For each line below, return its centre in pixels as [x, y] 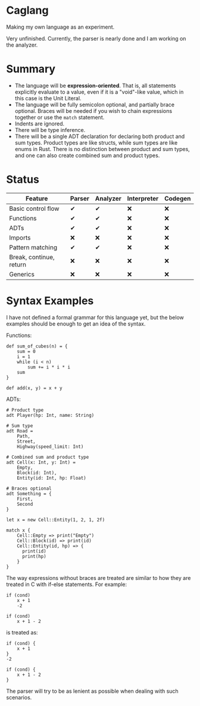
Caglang [27, 10]
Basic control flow [34, 208]
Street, [26, 441]
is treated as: [22, 632]
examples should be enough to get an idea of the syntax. [76, 324]
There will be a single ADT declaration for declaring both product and [100, 136]
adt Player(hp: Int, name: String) [50, 415]
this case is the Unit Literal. [48, 98]
